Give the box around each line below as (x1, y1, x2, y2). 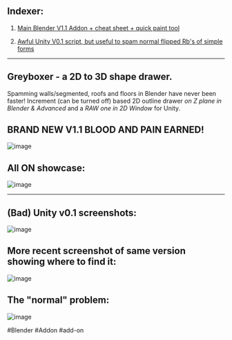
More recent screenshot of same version (7, 245, 186, 257)
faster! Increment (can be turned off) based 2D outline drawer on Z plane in (7, 97, 222, 105)
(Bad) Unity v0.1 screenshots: (7, 207, 137, 219)
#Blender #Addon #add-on (7, 326, 84, 334)
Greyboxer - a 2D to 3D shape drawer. (7, 71, 173, 83)
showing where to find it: (7, 256, 117, 268)
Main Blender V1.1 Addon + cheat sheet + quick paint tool (17, 23, 180, 32)
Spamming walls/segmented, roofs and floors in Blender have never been (7, 89, 216, 97)
